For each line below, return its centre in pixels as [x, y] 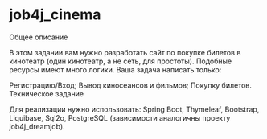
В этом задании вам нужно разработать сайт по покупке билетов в [125, 52]
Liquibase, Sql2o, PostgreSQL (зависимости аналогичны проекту [120, 117]
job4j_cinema [55, 15]
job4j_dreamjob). [37, 126]
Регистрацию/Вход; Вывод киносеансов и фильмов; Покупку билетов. [131, 85]
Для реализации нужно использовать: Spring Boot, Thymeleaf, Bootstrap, [134, 109]
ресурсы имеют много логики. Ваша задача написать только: [115, 69]
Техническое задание [46, 93]
